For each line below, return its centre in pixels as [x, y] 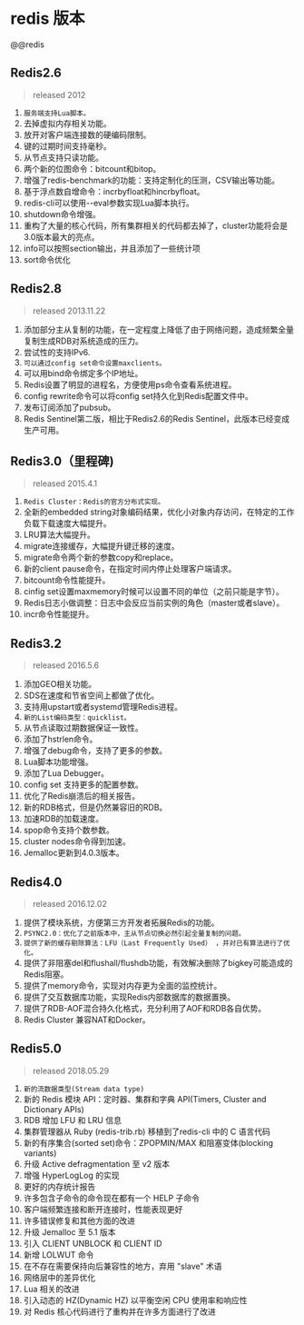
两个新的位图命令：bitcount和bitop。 [92, 168]
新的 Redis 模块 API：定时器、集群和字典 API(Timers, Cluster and [145, 1099]
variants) [40, 1153]
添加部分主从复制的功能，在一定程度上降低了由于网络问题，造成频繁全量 [158, 329]
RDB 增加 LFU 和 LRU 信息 [72, 1120]
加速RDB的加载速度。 [64, 819]
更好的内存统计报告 [59, 1186]
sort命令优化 [47, 259]
